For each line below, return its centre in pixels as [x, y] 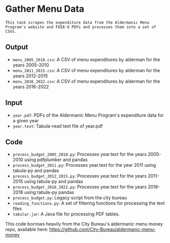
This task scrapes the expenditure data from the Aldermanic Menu [77, 23]
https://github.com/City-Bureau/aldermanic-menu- [102, 229]
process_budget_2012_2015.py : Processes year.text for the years [80, 176]
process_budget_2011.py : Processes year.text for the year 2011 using [84, 165]
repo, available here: [27, 229]
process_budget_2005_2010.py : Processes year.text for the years [80, 154]
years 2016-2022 [31, 86]
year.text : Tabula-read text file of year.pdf [58, 126]
